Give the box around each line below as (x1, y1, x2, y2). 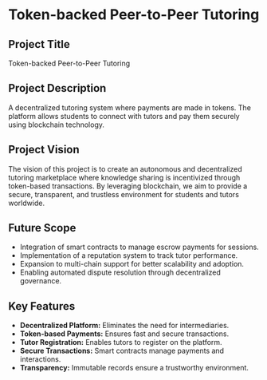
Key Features (8, 299, 76, 313)
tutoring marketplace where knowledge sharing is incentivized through (8, 172, 241, 182)
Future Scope (8, 221, 77, 235)
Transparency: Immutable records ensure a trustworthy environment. (19, 363, 249, 373)
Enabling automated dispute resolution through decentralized (19, 267, 221, 277)
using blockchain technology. (8, 120, 105, 129)
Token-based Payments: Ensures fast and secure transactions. (19, 329, 230, 338)
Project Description (8, 81, 107, 95)
